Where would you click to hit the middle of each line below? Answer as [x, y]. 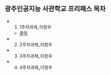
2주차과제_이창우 [36, 44]
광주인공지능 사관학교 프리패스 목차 [55, 9]
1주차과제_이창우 [35, 27]
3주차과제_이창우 [36, 56]
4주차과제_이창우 [36, 67]
